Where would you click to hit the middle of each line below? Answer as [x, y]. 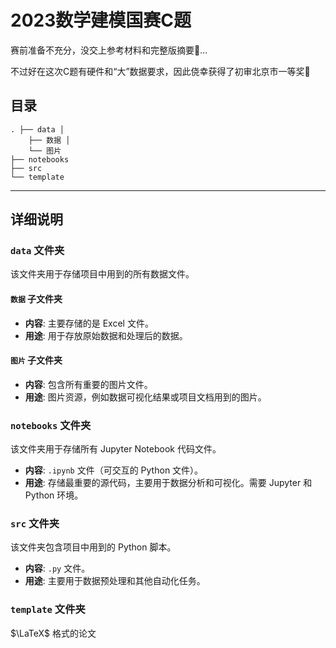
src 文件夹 [35, 524]
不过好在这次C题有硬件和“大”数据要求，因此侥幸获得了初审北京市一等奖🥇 [160, 71]
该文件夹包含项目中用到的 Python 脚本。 [93, 547]
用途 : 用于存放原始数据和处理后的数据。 [106, 335]
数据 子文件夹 [36, 299]
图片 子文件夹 [36, 360]
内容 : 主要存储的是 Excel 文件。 [89, 323]
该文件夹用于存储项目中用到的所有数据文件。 [102, 274]
